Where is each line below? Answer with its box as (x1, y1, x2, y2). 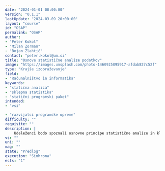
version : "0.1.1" (5, 12, 41, 17)
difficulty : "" (5, 117, 36, 122)
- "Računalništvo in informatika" (5, 76, 76, 81)
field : (5, 71, 19, 76)
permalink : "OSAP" (5, 30, 43, 35)
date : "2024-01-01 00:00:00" (5, 7, 65, 12)
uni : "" (5, 140, 21, 145)
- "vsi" (5, 103, 21, 108)
